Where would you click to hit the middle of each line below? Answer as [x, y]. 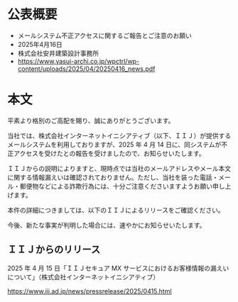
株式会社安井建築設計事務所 [58, 53]
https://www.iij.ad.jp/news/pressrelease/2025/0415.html [90, 291]
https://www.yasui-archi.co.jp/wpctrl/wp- [79, 61]
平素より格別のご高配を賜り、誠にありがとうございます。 [91, 121]
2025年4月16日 [40, 44]
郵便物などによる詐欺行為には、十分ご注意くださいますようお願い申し [122, 186]
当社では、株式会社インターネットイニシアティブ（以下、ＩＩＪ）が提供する [119, 135]
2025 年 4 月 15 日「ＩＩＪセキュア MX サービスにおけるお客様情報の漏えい [118, 268]
